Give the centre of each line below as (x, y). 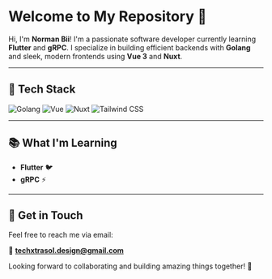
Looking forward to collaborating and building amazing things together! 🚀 (130, 266)
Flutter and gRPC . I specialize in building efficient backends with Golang (130, 47)
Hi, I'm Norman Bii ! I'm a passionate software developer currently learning (132, 39)
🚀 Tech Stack (42, 90)
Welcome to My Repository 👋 (108, 17)
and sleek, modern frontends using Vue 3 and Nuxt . (96, 56)
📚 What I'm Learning (63, 143)
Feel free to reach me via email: (61, 235)
